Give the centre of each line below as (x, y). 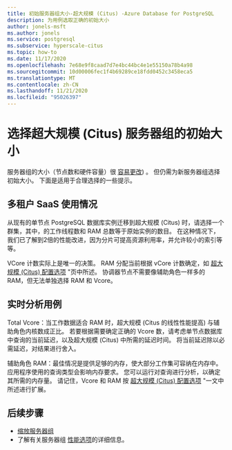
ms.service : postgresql (41, 40)
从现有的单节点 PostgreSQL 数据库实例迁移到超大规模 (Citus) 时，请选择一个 (116, 222)
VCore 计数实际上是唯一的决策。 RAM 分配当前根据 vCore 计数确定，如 (108, 263)
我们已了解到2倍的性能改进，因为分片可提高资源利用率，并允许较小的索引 (112, 239)
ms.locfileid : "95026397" (44, 98)
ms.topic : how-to (32, 53)
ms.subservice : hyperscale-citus (55, 46)
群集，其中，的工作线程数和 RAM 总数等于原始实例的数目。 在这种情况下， (113, 231)
